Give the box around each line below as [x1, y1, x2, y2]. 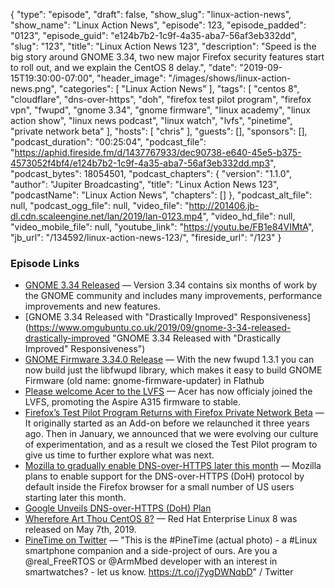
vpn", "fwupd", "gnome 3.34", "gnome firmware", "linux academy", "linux [10, 104, 311, 116]
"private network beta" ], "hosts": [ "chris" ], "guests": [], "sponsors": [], [10, 125, 308, 137]
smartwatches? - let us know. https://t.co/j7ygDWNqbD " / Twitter [24, 566, 294, 578]
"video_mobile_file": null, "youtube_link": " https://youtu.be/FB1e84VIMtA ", [10, 221, 315, 233]
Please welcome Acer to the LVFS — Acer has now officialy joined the [24, 385, 313, 398]
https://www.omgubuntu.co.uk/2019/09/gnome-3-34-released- [28, 322, 292, 334]
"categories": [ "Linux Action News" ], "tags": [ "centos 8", [58, 83, 300, 94]
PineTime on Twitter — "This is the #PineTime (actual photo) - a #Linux [24, 534, 318, 546]
